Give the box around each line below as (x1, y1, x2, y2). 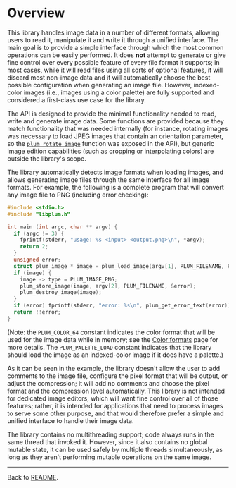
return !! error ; (13, 309, 61, 316)
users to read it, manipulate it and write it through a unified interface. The (7, 35, 219, 44)
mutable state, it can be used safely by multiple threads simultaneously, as (7, 445, 223, 453)
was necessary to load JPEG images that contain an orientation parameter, (7, 132, 223, 140)
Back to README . (7, 472, 58, 481)
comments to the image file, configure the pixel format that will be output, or (7, 372, 228, 380)
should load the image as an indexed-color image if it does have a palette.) (7, 350, 223, 359)
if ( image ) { (13, 269, 52, 276)
